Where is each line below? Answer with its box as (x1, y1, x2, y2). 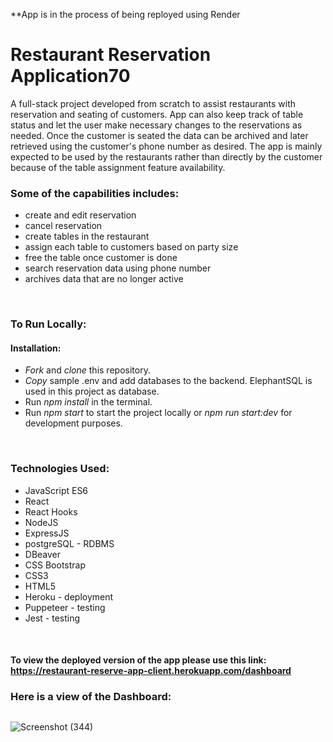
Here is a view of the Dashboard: (10, 690, 172, 704)
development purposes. (24, 417, 123, 429)
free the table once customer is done (24, 252, 178, 264)
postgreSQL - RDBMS (24, 537, 115, 549)
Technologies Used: (10, 462, 110, 476)
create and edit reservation (24, 209, 137, 221)
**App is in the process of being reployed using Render (10, 9, 241, 20)
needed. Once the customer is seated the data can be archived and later (10, 129, 309, 141)
